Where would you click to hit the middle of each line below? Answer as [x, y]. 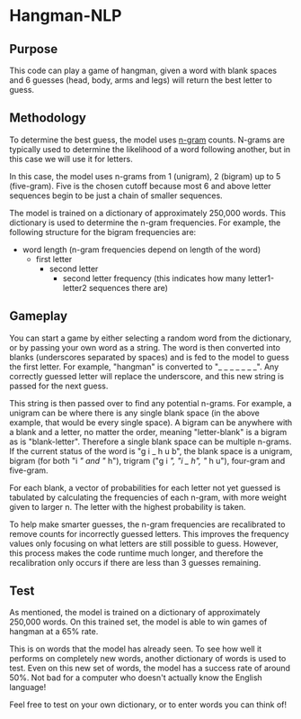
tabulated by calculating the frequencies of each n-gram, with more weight [148, 497]
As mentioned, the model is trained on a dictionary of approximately [135, 613]
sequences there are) [128, 287]
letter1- [261, 278]
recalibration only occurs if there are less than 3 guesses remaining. [135, 562]
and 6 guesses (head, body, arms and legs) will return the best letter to [141, 80]
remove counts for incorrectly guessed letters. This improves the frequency [149, 533]
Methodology [48, 118]
